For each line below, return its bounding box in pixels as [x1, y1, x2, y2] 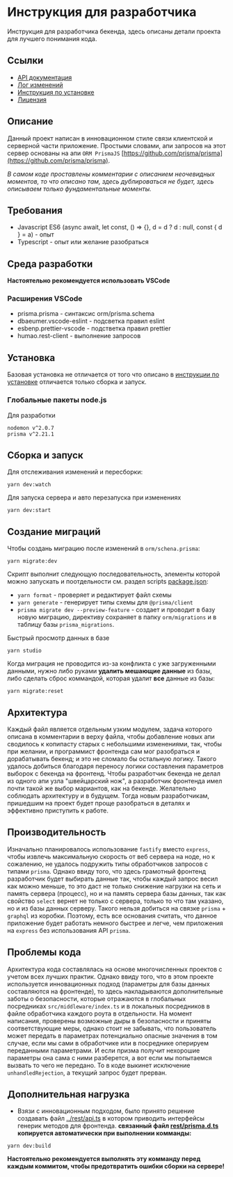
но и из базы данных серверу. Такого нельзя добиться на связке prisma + [7, 904, 226, 912]
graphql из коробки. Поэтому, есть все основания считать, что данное [7, 911, 218, 920]
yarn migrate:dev [7, 558, 58, 565]
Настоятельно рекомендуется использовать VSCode [7, 276, 170, 285]
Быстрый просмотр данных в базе [7, 634, 110, 642]
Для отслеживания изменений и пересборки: [7, 467, 143, 477]
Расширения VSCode [7, 294, 83, 303]
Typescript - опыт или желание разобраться [17, 238, 149, 246]
